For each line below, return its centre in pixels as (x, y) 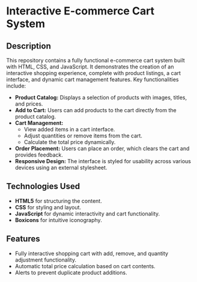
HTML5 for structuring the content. (58, 201)
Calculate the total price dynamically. (70, 142)
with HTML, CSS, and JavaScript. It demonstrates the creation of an (90, 67)
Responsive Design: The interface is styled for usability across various (103, 161)
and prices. (29, 104)
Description (29, 46)
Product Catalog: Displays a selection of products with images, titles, (101, 97)
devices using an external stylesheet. (61, 167)
